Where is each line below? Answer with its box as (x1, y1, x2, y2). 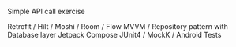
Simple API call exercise (7, 7, 86, 16)
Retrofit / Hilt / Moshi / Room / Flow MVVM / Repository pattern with (7, 22, 228, 31)
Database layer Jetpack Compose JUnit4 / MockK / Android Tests (7, 31, 222, 39)
